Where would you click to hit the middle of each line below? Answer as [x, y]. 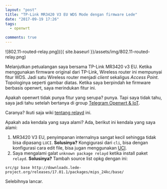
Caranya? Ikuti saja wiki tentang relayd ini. [48, 112]
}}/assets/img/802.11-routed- [120, 51]
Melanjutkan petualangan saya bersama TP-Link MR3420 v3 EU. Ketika [78, 66]
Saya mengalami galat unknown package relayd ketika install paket [80, 153]
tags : [11, 24]
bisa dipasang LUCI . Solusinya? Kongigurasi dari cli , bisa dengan [80, 142]
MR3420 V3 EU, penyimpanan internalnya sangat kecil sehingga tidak [84, 137]
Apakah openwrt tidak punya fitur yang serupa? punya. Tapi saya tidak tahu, [84, 97]
